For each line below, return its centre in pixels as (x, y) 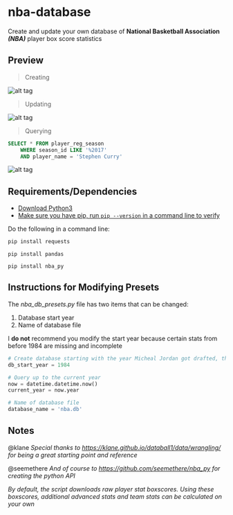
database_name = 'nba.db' (45, 410)
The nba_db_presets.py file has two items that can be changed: (98, 304)
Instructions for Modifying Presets (84, 287)
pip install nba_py (36, 267)
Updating (38, 104)
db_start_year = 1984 (39, 365)
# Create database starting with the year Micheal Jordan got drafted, (113, 358)
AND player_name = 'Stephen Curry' (72, 157)
